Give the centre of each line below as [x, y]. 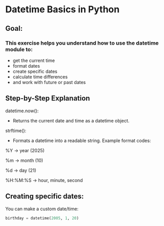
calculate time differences [40, 77]
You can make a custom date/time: [42, 209]
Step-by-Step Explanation [48, 98]
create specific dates [35, 71]
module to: [19, 49]
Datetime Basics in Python [63, 9]
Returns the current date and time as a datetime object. [71, 120]
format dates [26, 66]
